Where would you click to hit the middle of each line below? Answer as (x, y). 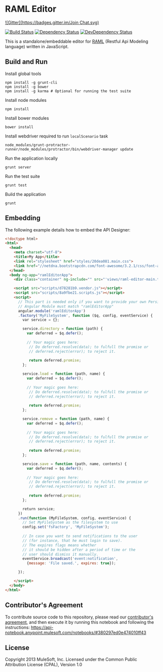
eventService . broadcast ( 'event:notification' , (70, 559)
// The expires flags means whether (59, 545)
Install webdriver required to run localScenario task (57, 136)
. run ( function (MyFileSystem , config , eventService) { (74, 518)
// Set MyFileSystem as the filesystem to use (70, 522)
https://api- (42, 627)
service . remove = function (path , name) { (66, 419)
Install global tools (23, 74)
